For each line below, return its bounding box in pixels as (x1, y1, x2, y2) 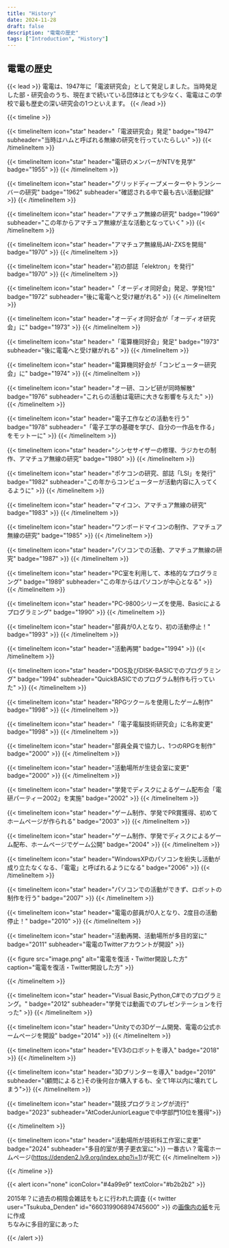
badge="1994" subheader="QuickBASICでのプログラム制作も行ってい (17, 675, 215, 683)
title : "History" (7, 10, 57, 17)
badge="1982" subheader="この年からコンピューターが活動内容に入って (7, 477, 213, 485)
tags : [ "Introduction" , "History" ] (7, 36, 109, 43)
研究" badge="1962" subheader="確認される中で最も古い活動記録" (25, 188, 214, 196)
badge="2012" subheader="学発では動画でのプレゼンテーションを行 (29, 999, 223, 1008)
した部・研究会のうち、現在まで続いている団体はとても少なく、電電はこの (7, 91, 217, 99)
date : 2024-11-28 (7, 16, 57, 23)
